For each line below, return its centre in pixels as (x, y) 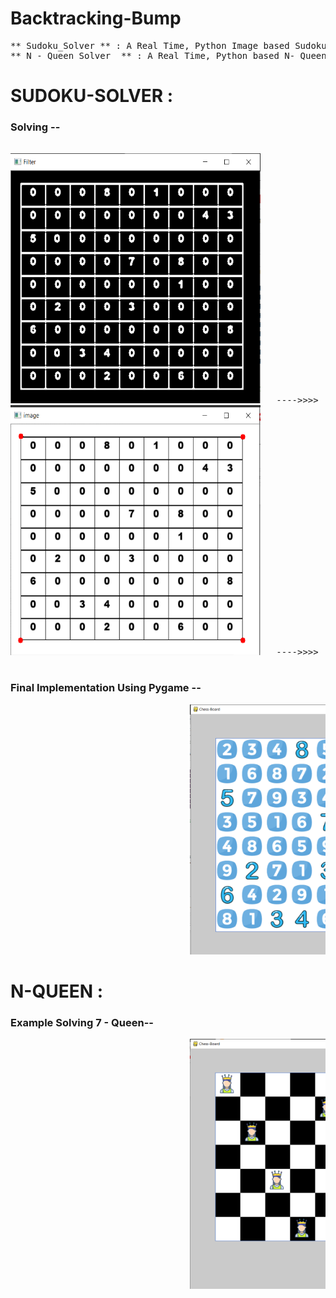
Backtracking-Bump (96, 18)
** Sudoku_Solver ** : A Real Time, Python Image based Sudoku (168, 45)
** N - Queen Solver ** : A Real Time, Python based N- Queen (168, 55)
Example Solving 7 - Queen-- (82, 1022)
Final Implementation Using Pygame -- (106, 688)
